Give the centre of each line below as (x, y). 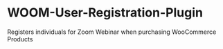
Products (20, 39)
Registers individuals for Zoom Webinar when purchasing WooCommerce (112, 32)
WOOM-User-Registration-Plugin (105, 13)
